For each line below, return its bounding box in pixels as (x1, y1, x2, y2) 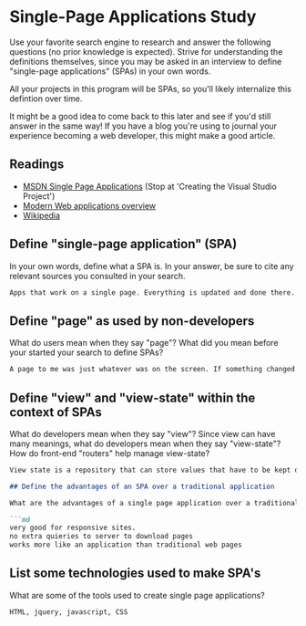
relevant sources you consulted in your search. (9, 270, 186, 281)
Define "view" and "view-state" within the (9, 390, 256, 405)
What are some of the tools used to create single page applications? (9, 589, 266, 600)
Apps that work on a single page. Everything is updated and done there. (9, 287, 296, 297)
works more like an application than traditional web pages (9, 540, 243, 549)
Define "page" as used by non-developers (9, 313, 255, 329)
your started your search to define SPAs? (9, 347, 164, 358)
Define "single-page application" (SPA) (9, 236, 238, 252)
